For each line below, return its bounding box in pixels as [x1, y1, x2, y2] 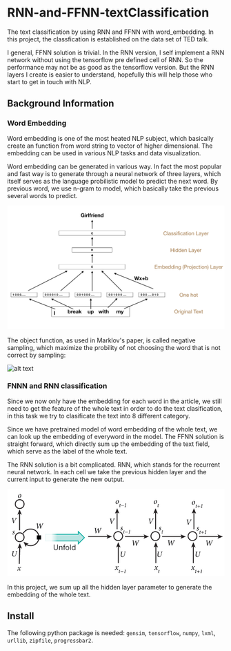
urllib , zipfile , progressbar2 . [7, 636, 93, 644]
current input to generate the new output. [7, 475, 125, 483]
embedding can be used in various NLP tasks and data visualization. [7, 148, 201, 157]
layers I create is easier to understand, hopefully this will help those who [7, 70, 212, 79]
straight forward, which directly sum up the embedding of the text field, [7, 440, 210, 448]
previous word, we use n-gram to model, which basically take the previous [7, 184, 219, 193]
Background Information [7, 98, 114, 110]
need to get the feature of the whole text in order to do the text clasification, [7, 404, 223, 412]
